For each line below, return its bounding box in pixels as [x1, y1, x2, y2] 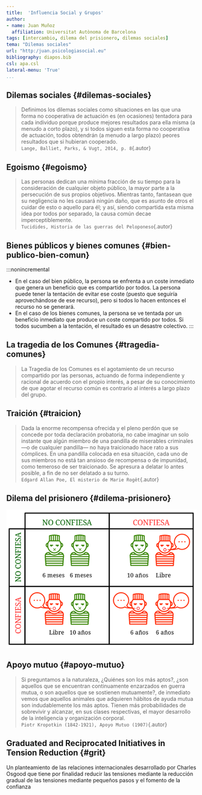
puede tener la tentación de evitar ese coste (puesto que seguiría [14, 290, 178, 297]
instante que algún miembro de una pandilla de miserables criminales [21, 437, 194, 445]
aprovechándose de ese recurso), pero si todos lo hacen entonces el [14, 296, 186, 304]
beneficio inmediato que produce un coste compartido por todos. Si [14, 315, 184, 323]
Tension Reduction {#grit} [6, 748, 106, 758]
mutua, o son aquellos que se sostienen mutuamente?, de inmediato [21, 688, 191, 696]
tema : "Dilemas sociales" [6, 42, 71, 48]
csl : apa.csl [6, 60, 39, 66]
